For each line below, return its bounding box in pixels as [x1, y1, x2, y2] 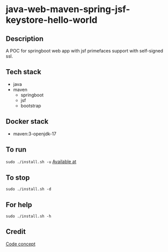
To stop [6, 173, 30, 182]
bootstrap [20, 103, 41, 109]
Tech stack [6, 68, 41, 76]
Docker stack [6, 117, 49, 126]
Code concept [6, 241, 36, 247]
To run [6, 145, 27, 154]
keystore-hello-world [6, 14, 98, 26]
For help [6, 200, 32, 209]
